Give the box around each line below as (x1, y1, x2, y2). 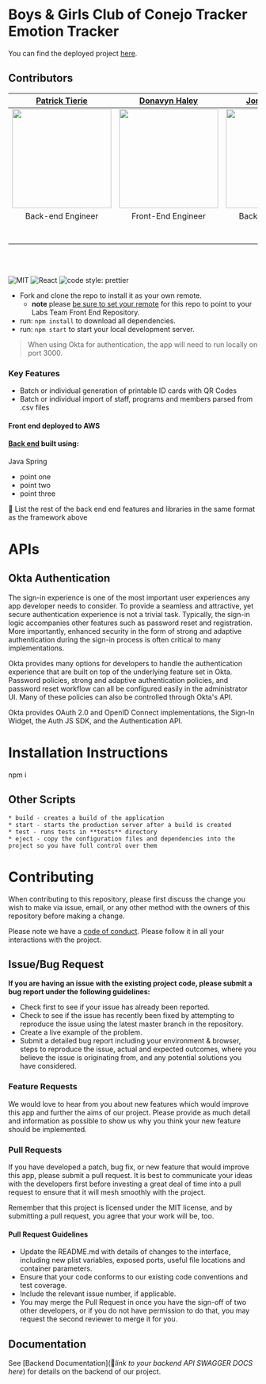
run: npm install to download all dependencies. (19, 315, 177, 326)
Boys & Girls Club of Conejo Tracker (8, 6, 248, 24)
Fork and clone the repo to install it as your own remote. (19, 291, 202, 300)
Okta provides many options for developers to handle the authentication (8, 658, 243, 668)
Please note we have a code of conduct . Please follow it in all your (8, 926, 224, 936)
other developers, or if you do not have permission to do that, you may (19, 1306, 250, 1316)
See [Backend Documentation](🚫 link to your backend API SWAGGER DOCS (8, 1358, 253, 1367)
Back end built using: (8, 439, 79, 448)
